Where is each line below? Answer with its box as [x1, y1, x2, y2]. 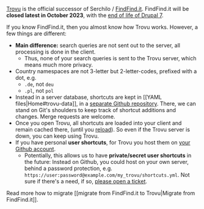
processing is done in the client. [15, 48, 96, 55]
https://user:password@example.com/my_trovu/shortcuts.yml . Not [24, 171, 190, 179]
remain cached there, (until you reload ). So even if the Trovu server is [15, 126, 191, 133]
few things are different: [6, 30, 67, 37]
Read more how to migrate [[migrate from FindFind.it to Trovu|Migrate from [6, 190, 195, 197]
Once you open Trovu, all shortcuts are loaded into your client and [15, 119, 182, 127]
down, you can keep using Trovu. [15, 132, 100, 140]
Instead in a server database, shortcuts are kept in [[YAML [15, 94, 162, 101]
